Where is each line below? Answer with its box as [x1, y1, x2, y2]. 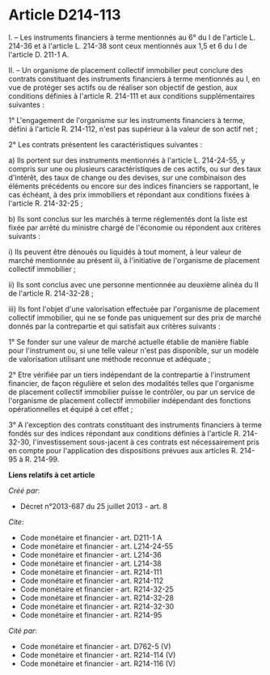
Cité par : [8, 626, 38, 635]
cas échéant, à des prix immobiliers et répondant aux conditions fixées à [8, 189, 251, 199]
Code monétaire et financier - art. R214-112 [19, 575, 164, 585]
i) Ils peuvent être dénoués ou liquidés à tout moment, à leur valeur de [8, 247, 242, 257]
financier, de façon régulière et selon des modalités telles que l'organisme [8, 378, 255, 388]
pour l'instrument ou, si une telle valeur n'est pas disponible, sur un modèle [8, 346, 259, 355]
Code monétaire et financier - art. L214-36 [19, 550, 162, 559]
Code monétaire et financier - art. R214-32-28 [19, 592, 174, 602]
